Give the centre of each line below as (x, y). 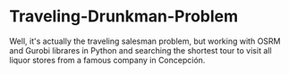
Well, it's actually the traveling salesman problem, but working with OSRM (145, 41)
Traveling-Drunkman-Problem (124, 16)
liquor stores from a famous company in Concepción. (107, 60)
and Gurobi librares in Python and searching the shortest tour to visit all (140, 50)
